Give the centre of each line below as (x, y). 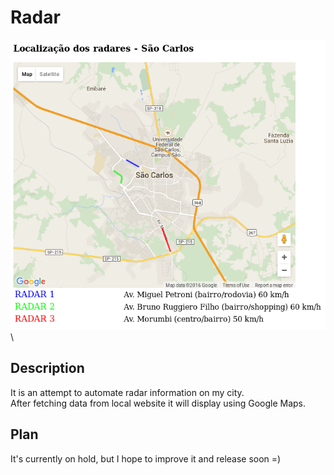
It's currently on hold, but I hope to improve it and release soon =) (146, 458)
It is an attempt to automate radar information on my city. (127, 392)
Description (47, 368)
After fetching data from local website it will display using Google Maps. (158, 403)
